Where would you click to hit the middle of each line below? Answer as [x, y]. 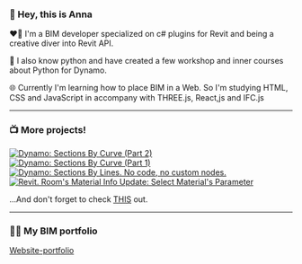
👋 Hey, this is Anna [51, 14]
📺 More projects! [48, 130]
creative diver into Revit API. [62, 43]
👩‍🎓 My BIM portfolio [53, 231]
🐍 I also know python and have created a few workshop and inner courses [147, 61]
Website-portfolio [42, 250]
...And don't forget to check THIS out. [79, 199]
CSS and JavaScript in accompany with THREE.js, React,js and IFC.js [137, 98]
